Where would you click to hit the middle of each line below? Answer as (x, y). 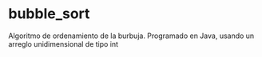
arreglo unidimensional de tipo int (63, 44)
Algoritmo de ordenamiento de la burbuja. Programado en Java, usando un (131, 36)
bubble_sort (49, 14)
